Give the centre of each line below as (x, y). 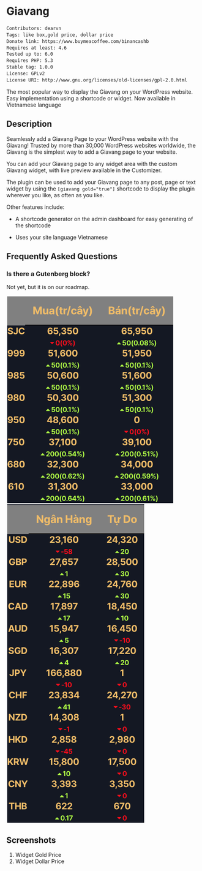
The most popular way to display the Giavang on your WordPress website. (100, 92)
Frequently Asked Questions (62, 256)
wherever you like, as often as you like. (55, 195)
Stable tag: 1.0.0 (30, 67)
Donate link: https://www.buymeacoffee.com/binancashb (78, 41)
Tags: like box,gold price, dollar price (60, 35)
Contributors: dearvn (34, 28)
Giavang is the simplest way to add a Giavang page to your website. (92, 152)
